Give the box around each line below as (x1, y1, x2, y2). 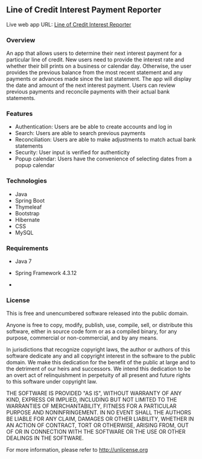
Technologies (6, 177, 47, 185)
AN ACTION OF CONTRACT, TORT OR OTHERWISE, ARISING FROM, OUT (6, 422, 189, 429)
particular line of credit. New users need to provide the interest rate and (6, 56, 185, 63)
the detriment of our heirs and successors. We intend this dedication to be (6, 365, 191, 373)
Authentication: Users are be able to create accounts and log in (14, 123, 172, 130)
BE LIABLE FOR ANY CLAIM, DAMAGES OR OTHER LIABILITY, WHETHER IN (6, 416, 194, 423)
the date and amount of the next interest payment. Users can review (6, 81, 176, 89)
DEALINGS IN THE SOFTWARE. (6, 434, 84, 442)
